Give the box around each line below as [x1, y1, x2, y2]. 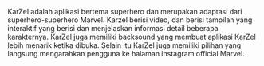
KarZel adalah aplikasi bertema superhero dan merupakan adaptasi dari [7, 7, 242, 16]
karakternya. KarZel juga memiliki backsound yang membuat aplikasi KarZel [7, 32, 256, 41]
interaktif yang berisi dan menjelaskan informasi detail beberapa [7, 24, 219, 33]
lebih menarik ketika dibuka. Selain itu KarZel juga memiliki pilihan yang [7, 41, 242, 50]
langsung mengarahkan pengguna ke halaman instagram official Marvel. [7, 49, 245, 58]
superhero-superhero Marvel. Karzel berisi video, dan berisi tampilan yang [7, 15, 253, 25]
